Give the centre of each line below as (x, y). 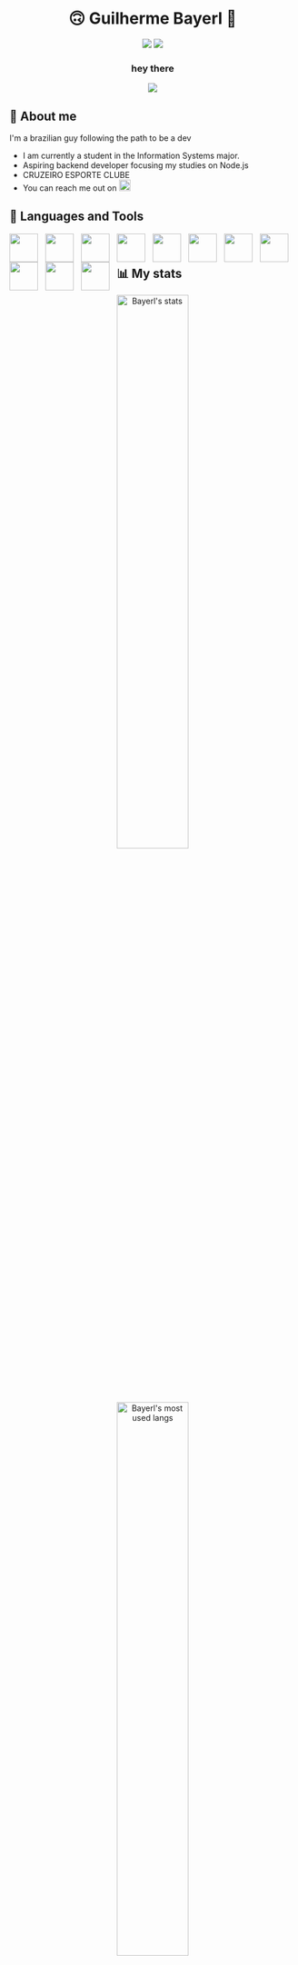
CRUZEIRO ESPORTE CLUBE (76, 175)
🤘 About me (43, 116)
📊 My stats (149, 274)
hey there (153, 68)
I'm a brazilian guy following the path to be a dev (100, 138)
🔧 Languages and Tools (77, 217)
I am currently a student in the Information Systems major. (131, 156)
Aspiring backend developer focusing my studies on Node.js (135, 165)
